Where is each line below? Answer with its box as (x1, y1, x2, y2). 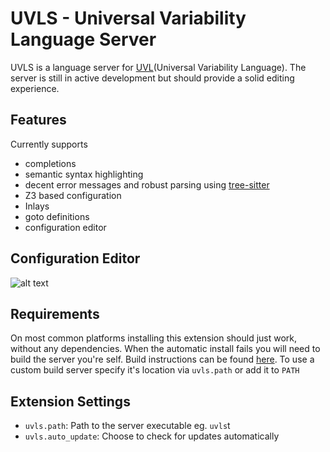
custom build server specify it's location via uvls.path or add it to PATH (10, 364, 300, 376)
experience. (10, 82, 60, 94)
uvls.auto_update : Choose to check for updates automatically (24, 430, 280, 442)
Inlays (24, 200, 50, 212)
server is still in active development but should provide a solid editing (10, 72, 295, 84)
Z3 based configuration (24, 189, 122, 201)
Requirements (10, 305, 100, 322)
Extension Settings (10, 393, 131, 410)
